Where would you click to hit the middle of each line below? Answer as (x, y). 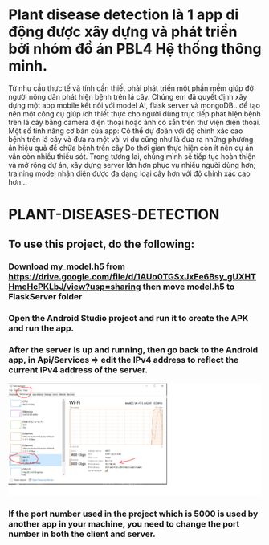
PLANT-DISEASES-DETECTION (114, 215)
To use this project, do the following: (102, 244)
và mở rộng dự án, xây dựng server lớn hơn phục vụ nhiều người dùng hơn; (132, 165)
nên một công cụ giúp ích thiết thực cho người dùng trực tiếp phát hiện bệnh (134, 113)
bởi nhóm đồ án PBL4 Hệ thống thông (135, 49)
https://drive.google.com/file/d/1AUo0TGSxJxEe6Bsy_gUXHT (132, 277)
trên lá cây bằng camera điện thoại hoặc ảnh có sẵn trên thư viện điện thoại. (134, 122)
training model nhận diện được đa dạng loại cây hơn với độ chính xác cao (129, 173)
